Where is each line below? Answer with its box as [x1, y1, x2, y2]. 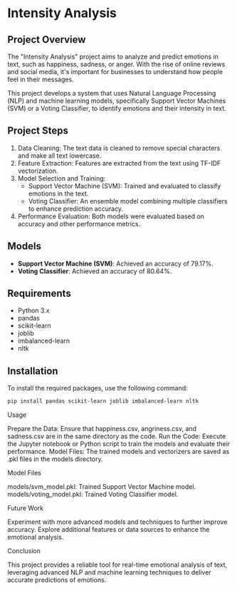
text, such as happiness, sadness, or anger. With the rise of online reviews [7, 60, 226, 69]
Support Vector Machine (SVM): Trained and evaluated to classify [28, 181, 221, 190]
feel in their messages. [7, 75, 74, 84]
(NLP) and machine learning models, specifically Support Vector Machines [7, 96, 226, 105]
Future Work [7, 504, 44, 512]
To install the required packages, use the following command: [7, 384, 189, 393]
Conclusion [7, 547, 41, 555]
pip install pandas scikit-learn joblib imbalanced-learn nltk [7, 398, 199, 405]
